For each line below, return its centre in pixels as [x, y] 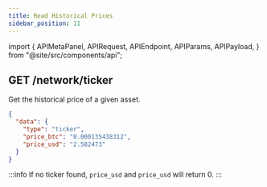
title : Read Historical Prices [61, 16]
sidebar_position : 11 [45, 23]
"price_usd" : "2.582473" [64, 144]
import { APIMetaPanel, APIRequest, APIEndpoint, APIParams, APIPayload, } [134, 46]
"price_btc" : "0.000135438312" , [77, 137]
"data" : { [32, 122]
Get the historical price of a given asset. [74, 100]
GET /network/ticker [61, 80]
